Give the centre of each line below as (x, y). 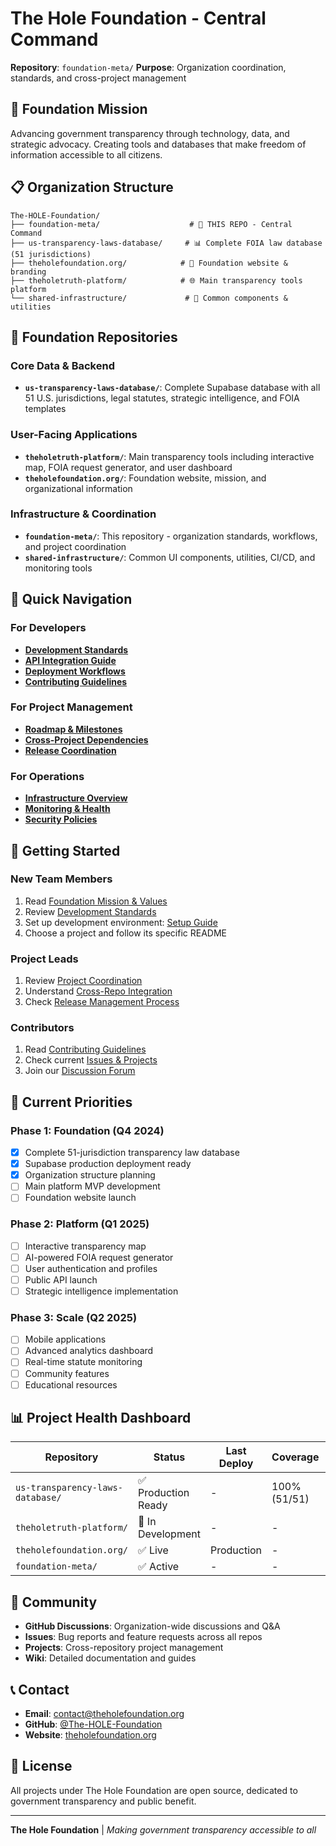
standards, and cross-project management (98, 78)
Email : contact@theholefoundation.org (104, 1714)
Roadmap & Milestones (73, 729)
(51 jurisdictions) (51, 254)
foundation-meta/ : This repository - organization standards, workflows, (171, 536)
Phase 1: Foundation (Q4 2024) (87, 1130)
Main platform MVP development (92, 1186)
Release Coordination (70, 750)
